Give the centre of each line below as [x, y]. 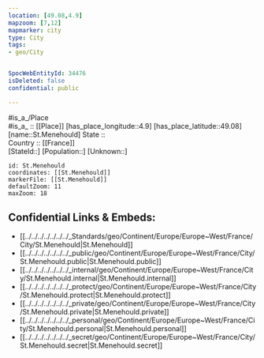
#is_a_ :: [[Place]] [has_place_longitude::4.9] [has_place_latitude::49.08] [125, 126]
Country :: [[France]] [41, 142]
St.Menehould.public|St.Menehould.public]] [90, 262]
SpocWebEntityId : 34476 [47, 73]
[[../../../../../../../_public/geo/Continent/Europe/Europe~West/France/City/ [137, 253]
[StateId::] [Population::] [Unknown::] [68, 151]
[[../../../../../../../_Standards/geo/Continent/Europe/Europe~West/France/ [136, 236]
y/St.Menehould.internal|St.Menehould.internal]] [98, 278]
